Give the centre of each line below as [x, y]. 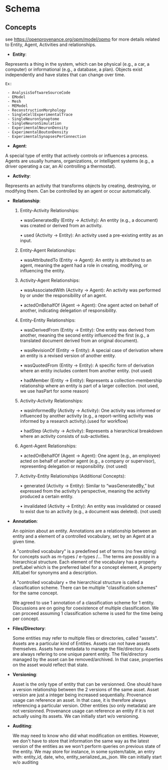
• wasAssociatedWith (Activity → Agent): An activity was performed [90, 290]
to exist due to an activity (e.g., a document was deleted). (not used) [91, 511]
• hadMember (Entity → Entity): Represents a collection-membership [91, 380]
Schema [23, 9]
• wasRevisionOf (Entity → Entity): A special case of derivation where [92, 350]
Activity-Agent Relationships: [50, 280]
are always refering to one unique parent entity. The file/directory [80, 654]
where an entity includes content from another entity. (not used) [86, 371]
